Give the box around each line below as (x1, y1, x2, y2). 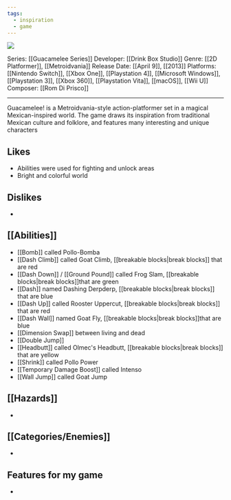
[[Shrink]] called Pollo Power (16, 358, 98, 366)
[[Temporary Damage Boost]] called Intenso (16, 365, 142, 373)
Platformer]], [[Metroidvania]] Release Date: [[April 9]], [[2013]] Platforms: (7, 62, 217, 70)
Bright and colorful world (16, 172, 88, 180)
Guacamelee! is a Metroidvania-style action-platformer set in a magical (7, 104, 208, 112)
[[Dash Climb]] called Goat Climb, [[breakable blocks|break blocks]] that (16, 255, 222, 263)
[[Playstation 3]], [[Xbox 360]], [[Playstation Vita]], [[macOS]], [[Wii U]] (7, 77, 208, 85)
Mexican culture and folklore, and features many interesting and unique (7, 119, 210, 127)
